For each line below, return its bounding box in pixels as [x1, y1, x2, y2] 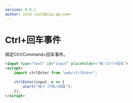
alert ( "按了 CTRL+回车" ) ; [23, 84, 73, 89]
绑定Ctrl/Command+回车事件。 [5, 51, 68, 57]
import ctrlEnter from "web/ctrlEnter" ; [14, 71, 98, 76]
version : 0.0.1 [5, 7, 36, 12]
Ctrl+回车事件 [5, 34, 61, 46]
